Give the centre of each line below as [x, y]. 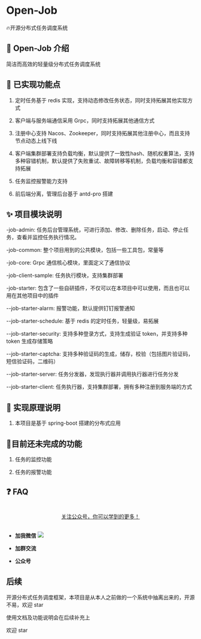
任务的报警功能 [33, 472]
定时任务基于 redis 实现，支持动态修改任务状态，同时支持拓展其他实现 [101, 100]
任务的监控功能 [33, 459]
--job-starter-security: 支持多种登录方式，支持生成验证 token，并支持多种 [97, 334]
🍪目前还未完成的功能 [44, 444]
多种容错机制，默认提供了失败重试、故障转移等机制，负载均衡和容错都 [101, 161]
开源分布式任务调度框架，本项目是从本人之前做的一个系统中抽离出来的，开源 [100, 597]
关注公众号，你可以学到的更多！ [100, 516]
